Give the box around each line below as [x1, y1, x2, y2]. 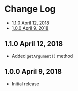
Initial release [11, 81, 39, 87]
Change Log [4, 3, 56, 15]
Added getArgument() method [11, 53, 73, 59]
